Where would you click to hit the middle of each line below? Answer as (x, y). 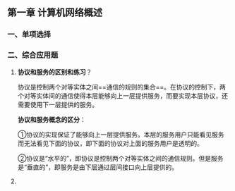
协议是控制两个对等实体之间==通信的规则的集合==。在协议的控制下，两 (121, 87)
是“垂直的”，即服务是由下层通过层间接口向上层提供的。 (98, 167)
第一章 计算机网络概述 (55, 13)
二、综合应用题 (33, 55)
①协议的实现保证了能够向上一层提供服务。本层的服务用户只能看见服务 (121, 134)
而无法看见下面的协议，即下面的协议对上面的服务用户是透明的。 (110, 143)
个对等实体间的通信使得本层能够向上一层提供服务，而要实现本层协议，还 (122, 95)
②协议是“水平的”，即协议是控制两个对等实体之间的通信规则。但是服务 (120, 158)
